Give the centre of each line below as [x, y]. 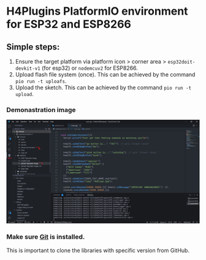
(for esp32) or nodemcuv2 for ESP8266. [90, 68]
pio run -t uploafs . [41, 81]
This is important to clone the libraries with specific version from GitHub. [98, 250]
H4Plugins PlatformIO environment [97, 11]
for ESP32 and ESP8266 [69, 24]
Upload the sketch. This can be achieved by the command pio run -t [103, 87]
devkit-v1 [28, 69]
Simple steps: [33, 47]
